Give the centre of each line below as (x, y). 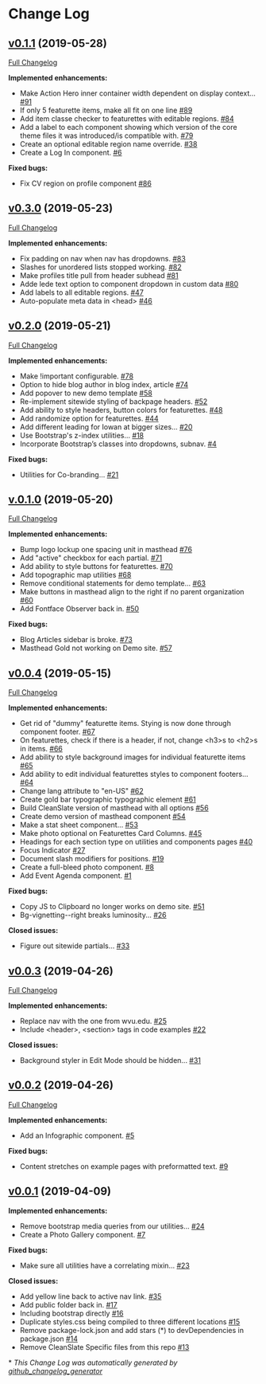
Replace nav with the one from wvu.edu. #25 (93, 1021)
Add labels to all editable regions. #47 (82, 292)
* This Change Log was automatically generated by (93, 1362)
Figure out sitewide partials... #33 (75, 946)
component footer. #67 (57, 732)
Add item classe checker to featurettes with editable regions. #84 (127, 119)
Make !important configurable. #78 (76, 376)
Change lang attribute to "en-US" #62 (82, 791)
